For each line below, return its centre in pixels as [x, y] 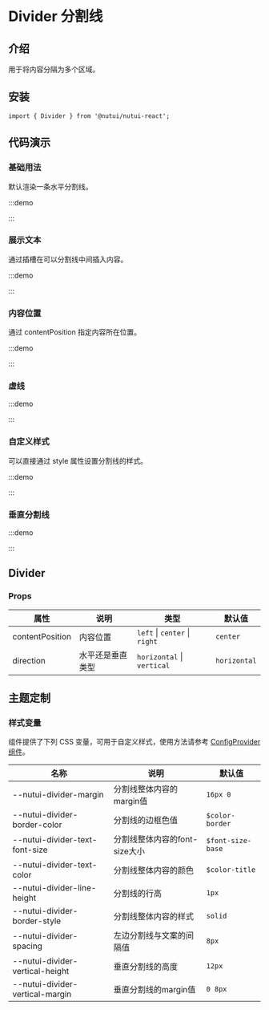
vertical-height [41, 971]
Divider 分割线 [56, 16]
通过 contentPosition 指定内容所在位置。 [75, 332]
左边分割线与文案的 [150, 935]
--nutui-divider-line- [54, 888]
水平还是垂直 [103, 655]
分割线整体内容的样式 [154, 917]
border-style [37, 921]
